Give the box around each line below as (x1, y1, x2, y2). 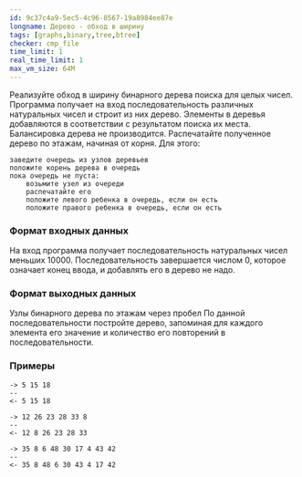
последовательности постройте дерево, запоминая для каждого (9, 317, 264, 328)
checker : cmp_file (9, 38, 79, 48)
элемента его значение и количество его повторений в (9, 327, 226, 338)
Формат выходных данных (9, 287, 137, 300)
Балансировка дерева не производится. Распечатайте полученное (9, 128, 272, 139)
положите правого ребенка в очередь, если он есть (26, 202, 223, 213)
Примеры (9, 359, 56, 372)
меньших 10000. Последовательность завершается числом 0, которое (9, 254, 286, 265)
